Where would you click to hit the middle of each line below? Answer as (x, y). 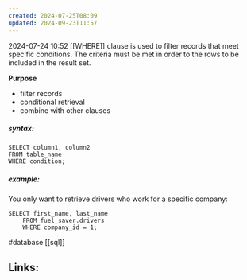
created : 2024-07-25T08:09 (53, 16)
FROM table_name (35, 155)
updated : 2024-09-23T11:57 (53, 23)
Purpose (23, 78)
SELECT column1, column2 (49, 148)
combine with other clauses (65, 110)
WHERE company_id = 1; (60, 227)
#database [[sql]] (37, 243)
